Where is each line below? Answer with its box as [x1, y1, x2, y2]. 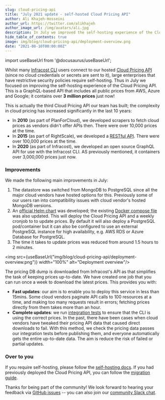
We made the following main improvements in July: [5, 177, 109, 183]
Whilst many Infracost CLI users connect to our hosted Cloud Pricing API [5, 67, 152, 73]
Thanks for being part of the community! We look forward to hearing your [5, 384, 154, 390]
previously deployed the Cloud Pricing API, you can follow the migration [5, 369, 151, 375]
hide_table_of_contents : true [5, 35, 67, 40]
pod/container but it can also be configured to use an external [12, 223, 138, 229]
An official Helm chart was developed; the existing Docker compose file [12, 208, 157, 214]
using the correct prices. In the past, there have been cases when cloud [12, 314, 158, 320]
